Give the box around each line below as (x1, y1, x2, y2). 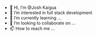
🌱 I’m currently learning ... (9, 15, 62, 20)
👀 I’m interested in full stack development (9, 10, 93, 16)
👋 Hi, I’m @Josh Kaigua (9, 5, 57, 10)
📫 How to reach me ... (9, 26, 55, 31)
